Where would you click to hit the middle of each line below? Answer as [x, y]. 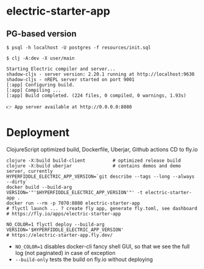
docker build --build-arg [39, 187]
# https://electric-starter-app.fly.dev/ [60, 235]
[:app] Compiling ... [34, 90]
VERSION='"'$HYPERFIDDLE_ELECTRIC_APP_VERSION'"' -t [75, 192]
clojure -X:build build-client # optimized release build [94, 160]
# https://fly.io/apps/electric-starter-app [64, 214]
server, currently [30, 171]
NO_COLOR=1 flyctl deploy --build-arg [55, 224]
